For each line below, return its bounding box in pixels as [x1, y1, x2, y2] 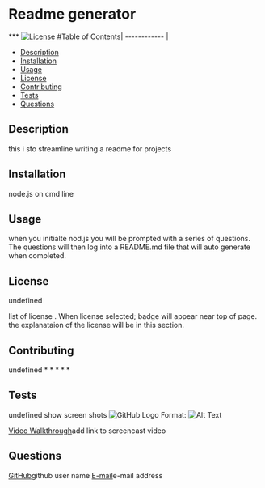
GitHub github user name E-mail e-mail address [8, 470, 163, 480]
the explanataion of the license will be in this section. [8, 320, 184, 330]
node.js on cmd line [8, 189, 74, 198]
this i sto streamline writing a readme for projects [8, 143, 172, 154]
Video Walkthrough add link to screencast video [8, 426, 166, 435]
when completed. [8, 251, 67, 261]
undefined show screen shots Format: [8, 409, 187, 419]
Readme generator [8, 5, 137, 23]
